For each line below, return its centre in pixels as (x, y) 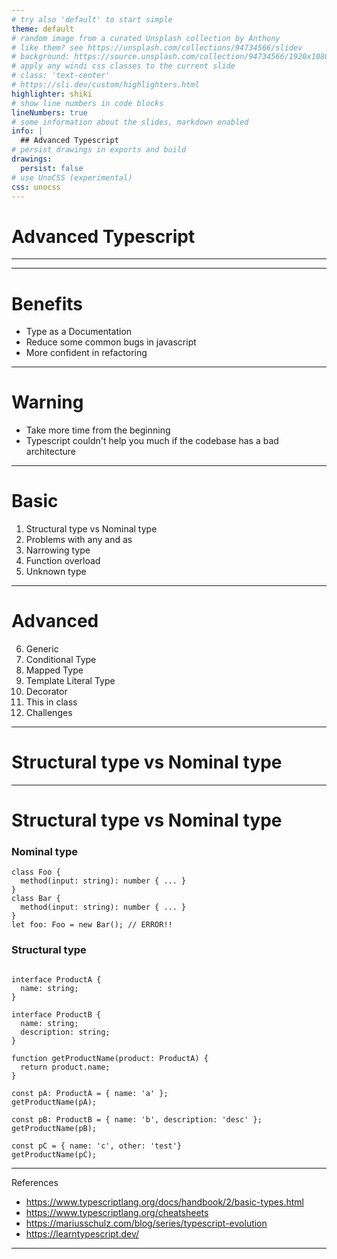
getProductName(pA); (54, 1102)
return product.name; (65, 1067)
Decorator (46, 692)
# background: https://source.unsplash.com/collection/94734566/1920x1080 (170, 57)
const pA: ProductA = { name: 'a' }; (90, 1093)
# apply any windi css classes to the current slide (123, 66)
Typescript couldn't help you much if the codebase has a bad (152, 441)
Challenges (49, 713)
